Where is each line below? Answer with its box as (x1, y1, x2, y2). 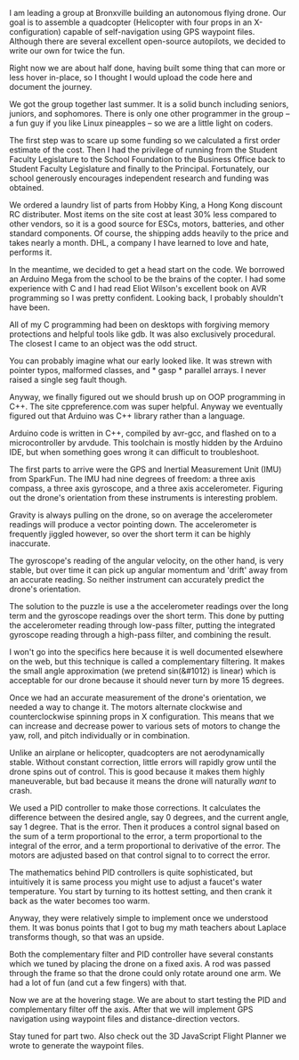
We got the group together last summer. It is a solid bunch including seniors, (9, 99, 289, 110)
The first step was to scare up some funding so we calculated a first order (9, 135, 281, 145)
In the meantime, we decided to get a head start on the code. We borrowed (9, 265, 285, 274)
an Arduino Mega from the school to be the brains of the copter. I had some (9, 273, 287, 284)
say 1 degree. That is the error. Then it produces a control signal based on (9, 821, 280, 832)
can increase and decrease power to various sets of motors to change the (9, 721, 280, 731)
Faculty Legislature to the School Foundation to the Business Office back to (9, 154, 286, 164)
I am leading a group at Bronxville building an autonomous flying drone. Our (9, 8, 287, 18)
